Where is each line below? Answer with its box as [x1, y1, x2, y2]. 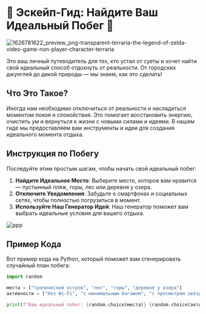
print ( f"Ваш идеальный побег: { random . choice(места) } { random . [6, 302, 172, 308]
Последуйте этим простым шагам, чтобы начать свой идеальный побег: [6, 165, 197, 172]
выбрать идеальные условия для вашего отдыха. [15, 209, 145, 217]
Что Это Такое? [6, 88, 69, 99]
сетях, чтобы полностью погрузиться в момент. [15, 196, 141, 203]
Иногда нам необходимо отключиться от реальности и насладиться [6, 104, 186, 112]
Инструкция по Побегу [6, 149, 99, 159]
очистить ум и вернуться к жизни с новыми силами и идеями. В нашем [6, 117, 195, 125]
